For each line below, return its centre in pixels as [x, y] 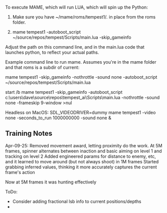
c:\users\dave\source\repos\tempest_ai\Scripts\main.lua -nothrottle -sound [82, 97]
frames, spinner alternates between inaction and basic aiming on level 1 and [83, 151]
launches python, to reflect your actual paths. [52, 52]
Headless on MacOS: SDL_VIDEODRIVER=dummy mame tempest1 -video [80, 113]
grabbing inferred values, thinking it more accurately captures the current [81, 167]
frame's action [20, 172]
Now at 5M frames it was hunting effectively [51, 182]
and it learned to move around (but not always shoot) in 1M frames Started [82, 161]
